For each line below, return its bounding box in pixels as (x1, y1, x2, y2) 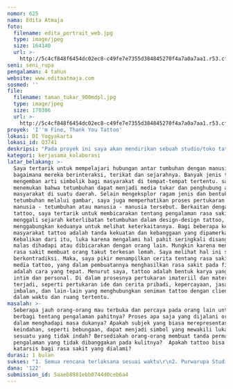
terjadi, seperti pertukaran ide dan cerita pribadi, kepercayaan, (13, 281, 213, 288)
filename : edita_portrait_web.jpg (13, 29, 113, 37)
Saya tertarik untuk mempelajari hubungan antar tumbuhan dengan (13, 164, 207, 172)
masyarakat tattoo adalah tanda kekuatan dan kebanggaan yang (13, 230, 197, 236)
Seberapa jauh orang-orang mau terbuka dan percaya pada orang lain (13, 306, 216, 314)
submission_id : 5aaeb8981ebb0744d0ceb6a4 (7, 371, 129, 378)
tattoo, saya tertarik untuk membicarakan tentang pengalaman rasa (13, 210, 213, 217)
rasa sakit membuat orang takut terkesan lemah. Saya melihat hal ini (13, 249, 222, 256)
